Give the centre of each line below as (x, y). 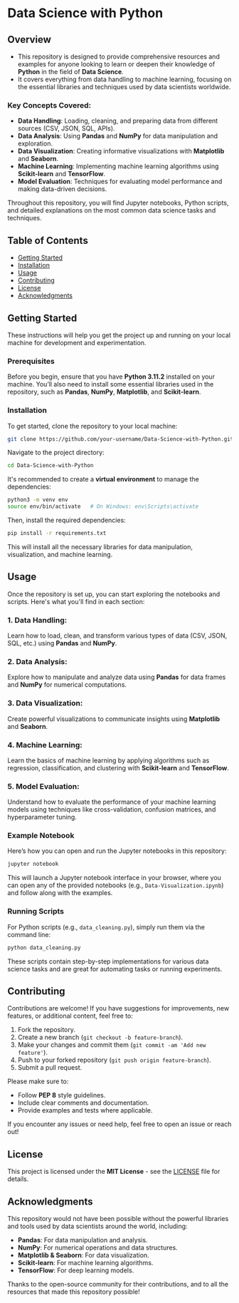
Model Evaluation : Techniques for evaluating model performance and (120, 182)
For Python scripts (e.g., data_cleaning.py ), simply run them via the (106, 927)
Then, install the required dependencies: (67, 520)
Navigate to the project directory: (56, 453)
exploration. (35, 143)
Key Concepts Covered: (49, 105)
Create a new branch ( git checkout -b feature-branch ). (100, 1037)
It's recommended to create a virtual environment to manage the (103, 479)
